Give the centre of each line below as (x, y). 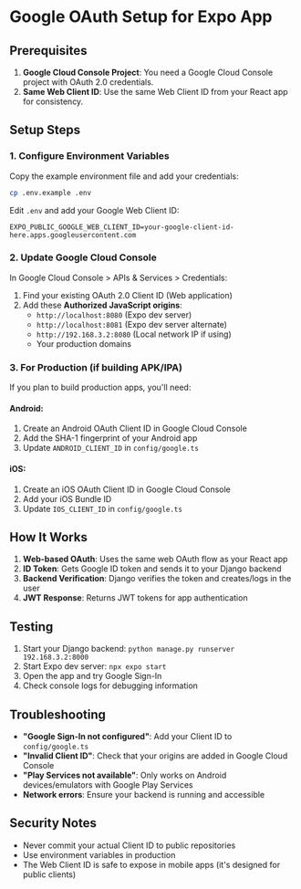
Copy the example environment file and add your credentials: (124, 176)
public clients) (49, 874)
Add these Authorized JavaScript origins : (102, 305)
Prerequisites (48, 51)
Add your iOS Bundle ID (67, 498)
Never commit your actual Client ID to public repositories (129, 845)
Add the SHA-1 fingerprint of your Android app (110, 438)
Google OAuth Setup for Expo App (141, 17)
